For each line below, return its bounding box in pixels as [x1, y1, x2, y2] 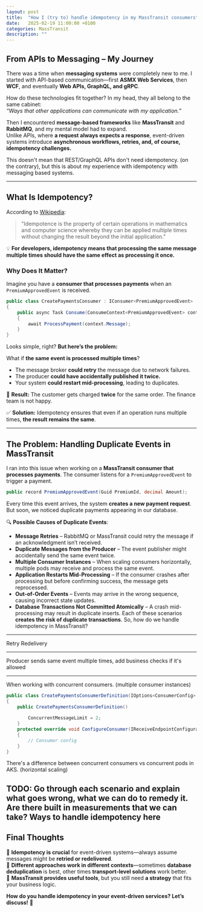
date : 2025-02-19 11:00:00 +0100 [6, 20, 96, 26]
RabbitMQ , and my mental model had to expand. [6, 125, 127, 132]
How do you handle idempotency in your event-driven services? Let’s [6, 892, 184, 899]
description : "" [6, 31, 47, 37]
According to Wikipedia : [6, 208, 66, 215]
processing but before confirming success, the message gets [14, 577, 169, 584]
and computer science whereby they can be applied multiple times [21, 226, 187, 233]
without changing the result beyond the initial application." [21, 233, 166, 240]
